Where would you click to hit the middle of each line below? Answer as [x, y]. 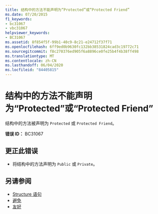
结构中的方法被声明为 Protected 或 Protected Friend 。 [61, 123]
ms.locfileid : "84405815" [32, 70]
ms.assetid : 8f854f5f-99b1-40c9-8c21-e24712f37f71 [59, 42]
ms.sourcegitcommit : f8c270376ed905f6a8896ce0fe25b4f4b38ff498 [72, 51]
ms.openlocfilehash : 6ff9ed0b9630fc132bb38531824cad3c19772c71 [72, 47]
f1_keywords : [19, 19]
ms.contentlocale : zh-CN [31, 61]
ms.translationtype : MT [30, 56]
